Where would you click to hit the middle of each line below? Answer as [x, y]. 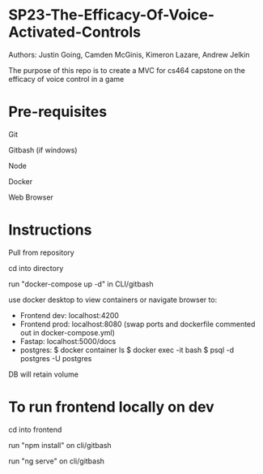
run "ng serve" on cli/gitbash [57, 461]
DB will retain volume [44, 374]
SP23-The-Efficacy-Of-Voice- [111, 15]
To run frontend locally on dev [111, 407]
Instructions [50, 230]
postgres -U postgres [56, 358]
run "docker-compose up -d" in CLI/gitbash [81, 284]
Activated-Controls [75, 32]
